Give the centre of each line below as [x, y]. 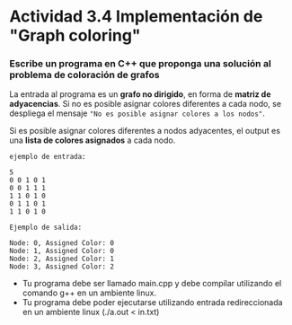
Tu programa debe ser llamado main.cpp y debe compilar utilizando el [152, 284]
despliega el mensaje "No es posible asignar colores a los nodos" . [137, 113]
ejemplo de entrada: [48, 157]
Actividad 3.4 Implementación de [136, 17]
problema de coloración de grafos [84, 75]
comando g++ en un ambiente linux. [89, 293]
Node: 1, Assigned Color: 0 [62, 251]
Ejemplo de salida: [46, 228]
